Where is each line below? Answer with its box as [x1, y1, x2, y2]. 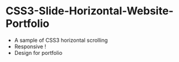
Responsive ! [14, 43, 46, 50]
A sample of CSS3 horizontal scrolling [14, 36, 108, 44]
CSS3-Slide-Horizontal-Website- [5, 4, 174, 18]
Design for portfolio [14, 49, 63, 56]
